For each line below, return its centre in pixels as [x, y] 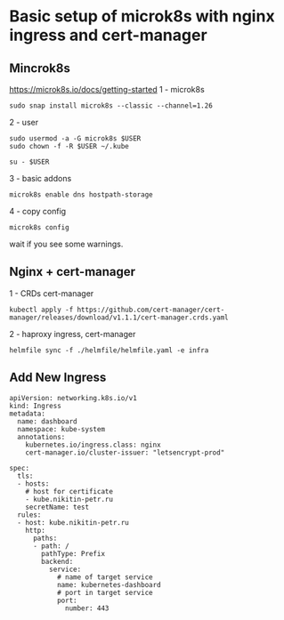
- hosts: [33, 483]
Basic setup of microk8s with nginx [142, 16]
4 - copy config [38, 211]
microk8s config [39, 228]
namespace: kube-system [61, 429]
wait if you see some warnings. [66, 244]
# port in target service [105, 592]
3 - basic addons [41, 178]
